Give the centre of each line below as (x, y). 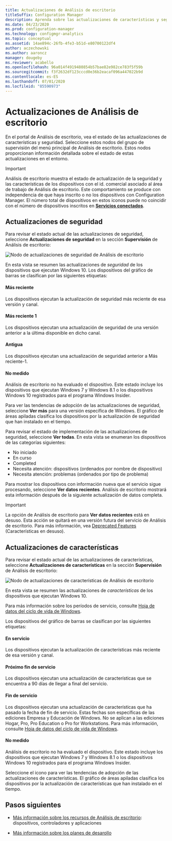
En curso (22, 458)
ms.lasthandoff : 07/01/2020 (35, 81)
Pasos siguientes (33, 805)
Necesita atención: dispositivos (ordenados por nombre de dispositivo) (88, 469)
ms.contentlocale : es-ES (32, 77)
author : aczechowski (27, 48)
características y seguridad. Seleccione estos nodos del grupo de (75, 142)
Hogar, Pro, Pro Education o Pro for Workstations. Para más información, (82, 723)
